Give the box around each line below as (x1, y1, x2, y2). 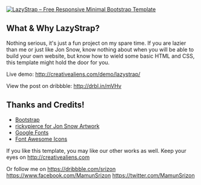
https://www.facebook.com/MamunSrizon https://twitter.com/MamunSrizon (6, 172, 195, 179)
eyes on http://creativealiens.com (6, 153, 90, 161)
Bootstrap (15, 116, 40, 123)
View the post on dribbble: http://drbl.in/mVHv (6, 82, 122, 89)
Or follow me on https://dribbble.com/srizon (6, 165, 116, 172)
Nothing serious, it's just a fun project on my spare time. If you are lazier (6, 39, 186, 47)
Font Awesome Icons (15, 135, 68, 143)
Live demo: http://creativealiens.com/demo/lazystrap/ (6, 70, 140, 78)
